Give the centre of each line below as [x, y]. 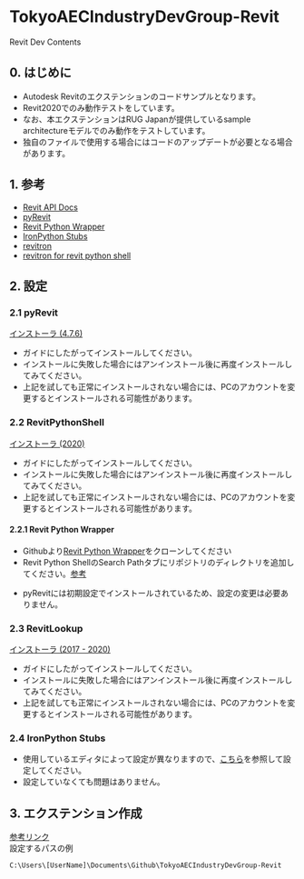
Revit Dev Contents [45, 42]
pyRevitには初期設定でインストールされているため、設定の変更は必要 [152, 593]
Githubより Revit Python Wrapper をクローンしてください [127, 551]
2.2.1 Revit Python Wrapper [62, 530]
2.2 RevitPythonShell [57, 423]
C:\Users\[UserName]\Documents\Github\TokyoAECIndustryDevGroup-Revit [146, 865]
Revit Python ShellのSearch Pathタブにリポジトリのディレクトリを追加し [158, 562]
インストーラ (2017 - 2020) [60, 649]
